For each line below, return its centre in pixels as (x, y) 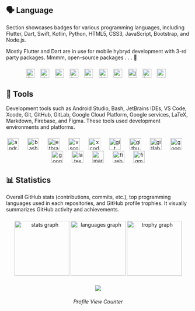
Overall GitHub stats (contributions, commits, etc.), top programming (88, 197)
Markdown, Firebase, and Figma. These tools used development (83, 121)
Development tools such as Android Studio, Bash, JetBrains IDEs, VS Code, (96, 108)
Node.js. (16, 40)
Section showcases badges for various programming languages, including (95, 27)
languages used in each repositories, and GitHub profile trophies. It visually (96, 203)
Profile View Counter (98, 302)
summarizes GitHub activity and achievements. (63, 210)
